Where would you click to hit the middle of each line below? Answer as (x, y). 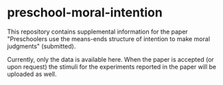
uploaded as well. (32, 74)
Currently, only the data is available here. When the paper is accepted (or (110, 59)
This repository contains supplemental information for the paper (98, 32)
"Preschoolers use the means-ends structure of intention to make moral (109, 38)
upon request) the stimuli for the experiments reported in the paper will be (112, 66)
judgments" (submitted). (42, 46)
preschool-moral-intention (85, 13)
